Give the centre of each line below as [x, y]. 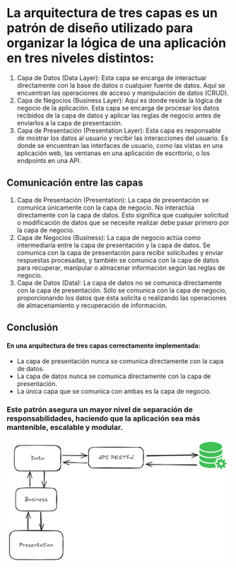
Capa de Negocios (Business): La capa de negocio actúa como [109, 237]
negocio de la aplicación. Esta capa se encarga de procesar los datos [118, 108]
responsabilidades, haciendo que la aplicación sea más [104, 419]
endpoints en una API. [49, 160]
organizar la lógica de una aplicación [117, 43]
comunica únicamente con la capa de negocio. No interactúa [106, 208]
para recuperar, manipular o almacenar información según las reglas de [121, 268]
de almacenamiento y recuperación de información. [92, 305]
